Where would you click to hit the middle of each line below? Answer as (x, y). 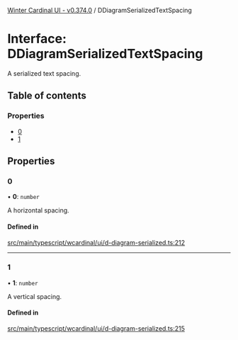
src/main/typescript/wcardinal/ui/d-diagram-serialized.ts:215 (96, 329)
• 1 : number (23, 283)
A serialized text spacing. (44, 73)
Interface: (37, 39)
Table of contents (47, 96)
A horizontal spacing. (38, 210)
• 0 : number (24, 197)
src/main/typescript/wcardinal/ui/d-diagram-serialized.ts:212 (96, 242)
